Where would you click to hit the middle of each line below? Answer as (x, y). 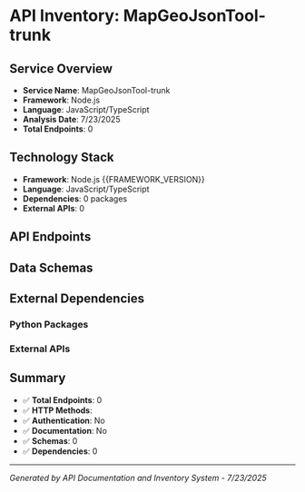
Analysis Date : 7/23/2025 (71, 119)
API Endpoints (50, 237)
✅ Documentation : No (64, 430)
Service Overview (61, 69)
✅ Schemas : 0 (50, 440)
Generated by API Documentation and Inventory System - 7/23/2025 (138, 477)
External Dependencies (77, 298)
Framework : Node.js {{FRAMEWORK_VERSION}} (114, 179)
